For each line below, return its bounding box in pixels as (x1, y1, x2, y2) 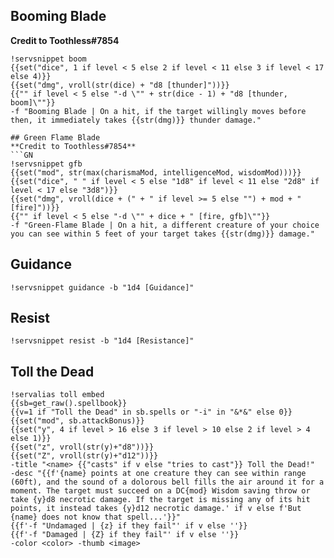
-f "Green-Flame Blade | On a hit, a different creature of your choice (10, 220, 320, 230)
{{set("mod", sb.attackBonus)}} (10, 416, 145, 426)
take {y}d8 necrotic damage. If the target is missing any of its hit (10, 495, 311, 505)
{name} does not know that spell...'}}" (10, 512, 182, 523)
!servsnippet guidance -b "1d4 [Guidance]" (10, 282, 195, 293)
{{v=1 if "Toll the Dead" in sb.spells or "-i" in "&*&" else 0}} (10, 407, 293, 418)
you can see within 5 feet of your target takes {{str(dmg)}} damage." (10, 229, 315, 239)
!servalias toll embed (10, 390, 105, 400)
